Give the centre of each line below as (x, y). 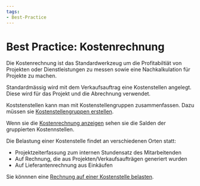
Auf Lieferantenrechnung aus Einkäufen (64, 165)
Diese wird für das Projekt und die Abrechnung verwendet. (79, 94)
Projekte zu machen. (31, 76)
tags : (13, 12)
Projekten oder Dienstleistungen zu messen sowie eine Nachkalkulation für (99, 70)
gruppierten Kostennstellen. (40, 129)
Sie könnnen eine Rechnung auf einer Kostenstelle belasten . (80, 177)
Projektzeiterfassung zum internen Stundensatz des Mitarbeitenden (98, 153)
